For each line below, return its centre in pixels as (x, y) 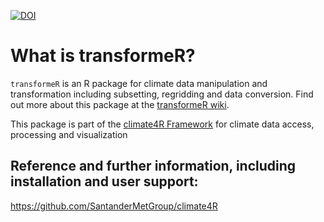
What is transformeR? (103, 56)
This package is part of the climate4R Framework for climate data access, (162, 124)
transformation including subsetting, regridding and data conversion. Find (162, 94)
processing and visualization (69, 134)
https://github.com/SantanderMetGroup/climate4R (114, 206)
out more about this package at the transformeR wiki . (120, 104)
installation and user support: (104, 181)
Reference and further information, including (153, 166)
